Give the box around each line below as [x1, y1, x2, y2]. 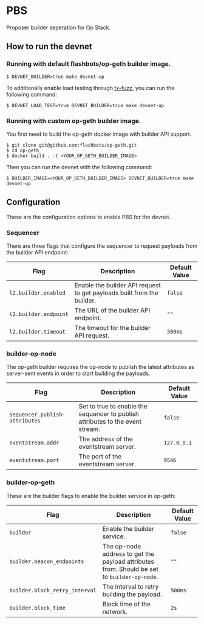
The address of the [78, 435, 133, 443]
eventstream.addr [9, 440, 59, 446]
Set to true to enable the [78, 402, 148, 411]
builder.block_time [9, 604, 66, 611]
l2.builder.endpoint [9, 311, 69, 318]
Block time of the [102, 600, 151, 608]
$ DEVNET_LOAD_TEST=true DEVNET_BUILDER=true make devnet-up [6, 102, 165, 108]
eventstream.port [9, 457, 59, 464]
